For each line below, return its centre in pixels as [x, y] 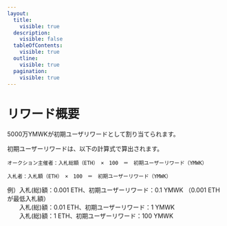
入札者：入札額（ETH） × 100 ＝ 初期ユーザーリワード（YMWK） [89, 176]
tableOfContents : [38, 45]
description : [32, 33]
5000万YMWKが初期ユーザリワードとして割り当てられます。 [94, 134]
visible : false [41, 39]
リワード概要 [44, 114]
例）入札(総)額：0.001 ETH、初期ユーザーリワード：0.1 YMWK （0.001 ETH [113, 190]
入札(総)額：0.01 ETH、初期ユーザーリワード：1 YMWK [97, 207]
